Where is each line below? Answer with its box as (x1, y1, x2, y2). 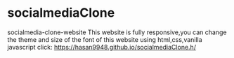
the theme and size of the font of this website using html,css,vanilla (7, 35, 202, 43)
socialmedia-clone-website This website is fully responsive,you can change (7, 28, 227, 36)
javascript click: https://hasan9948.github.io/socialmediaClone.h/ (7, 43, 197, 51)
